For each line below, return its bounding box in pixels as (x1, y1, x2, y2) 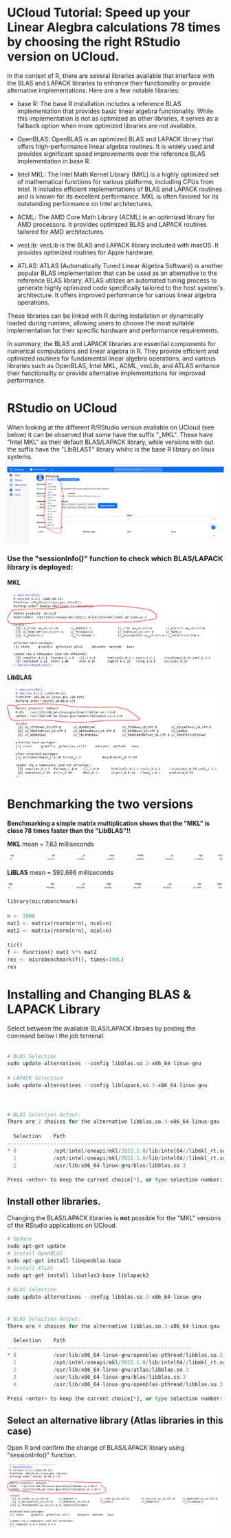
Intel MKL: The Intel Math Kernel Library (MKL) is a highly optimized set (16, 170, 219, 179)
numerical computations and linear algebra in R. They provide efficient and (7, 347, 219, 355)
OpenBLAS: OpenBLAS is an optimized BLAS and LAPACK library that (16, 134, 214, 143)
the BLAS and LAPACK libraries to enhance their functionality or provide (7, 79, 211, 87)
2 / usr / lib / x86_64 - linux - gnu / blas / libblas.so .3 (13, 1162, 186, 1169)
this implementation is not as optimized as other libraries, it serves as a (16, 114, 219, 122)
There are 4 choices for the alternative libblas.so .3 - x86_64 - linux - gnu (7, 1322, 220, 1330)
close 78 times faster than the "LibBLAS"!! (7, 827, 131, 835)
